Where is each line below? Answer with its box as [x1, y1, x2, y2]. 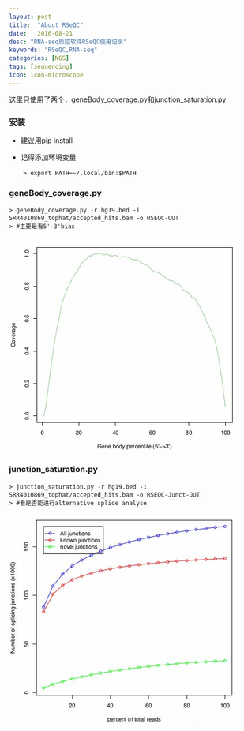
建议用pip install [20, 136, 73, 145]
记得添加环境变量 [20, 152, 77, 162]
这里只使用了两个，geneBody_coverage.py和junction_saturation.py [9, 95, 227, 104]
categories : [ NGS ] [9, 54, 69, 62]
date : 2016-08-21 [9, 29, 73, 37]
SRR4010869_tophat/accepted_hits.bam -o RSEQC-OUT [9, 214, 179, 223]
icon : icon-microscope [9, 71, 84, 79]
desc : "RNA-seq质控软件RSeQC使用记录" [9, 38, 127, 46]
